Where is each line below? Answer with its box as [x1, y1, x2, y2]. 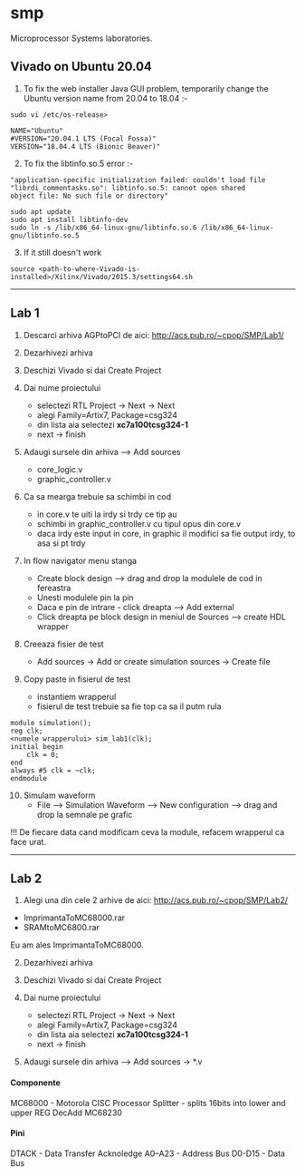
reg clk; [10, 726, 43, 735]
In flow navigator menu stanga [23, 555, 138, 566]
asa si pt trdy [36, 538, 86, 549]
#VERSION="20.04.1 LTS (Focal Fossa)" [10, 134, 157, 143]
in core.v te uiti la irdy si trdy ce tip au [36, 509, 177, 520]
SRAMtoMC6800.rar [23, 922, 100, 933]
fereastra [36, 582, 71, 593]
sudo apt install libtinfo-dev [10, 215, 129, 224]
